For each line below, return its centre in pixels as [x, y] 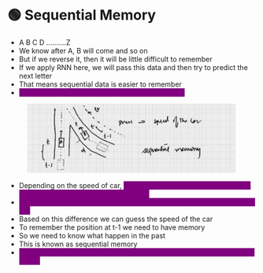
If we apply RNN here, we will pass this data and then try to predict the [133, 67]
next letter [35, 76]
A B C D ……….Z [44, 42]
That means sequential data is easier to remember [100, 84]
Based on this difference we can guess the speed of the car [116, 219]
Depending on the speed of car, [70, 185]
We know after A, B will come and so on [83, 50]
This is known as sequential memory [78, 244]
